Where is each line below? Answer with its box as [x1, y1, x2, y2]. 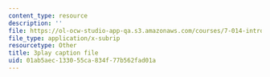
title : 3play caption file [8, 49, 99, 57]
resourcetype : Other [8, 42, 78, 50]
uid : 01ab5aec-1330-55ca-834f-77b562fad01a [8, 57, 157, 65]
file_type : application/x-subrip [8, 34, 121, 43]
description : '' [8, 19, 63, 27]
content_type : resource [8, 11, 88, 20]
